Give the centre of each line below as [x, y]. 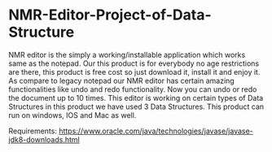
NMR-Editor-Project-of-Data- [110, 15]
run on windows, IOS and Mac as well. [72, 115]
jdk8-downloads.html [44, 139]
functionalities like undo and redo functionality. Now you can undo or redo [133, 89]
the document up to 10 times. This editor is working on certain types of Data [136, 98]
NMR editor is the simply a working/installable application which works [127, 54]
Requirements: [33, 131]
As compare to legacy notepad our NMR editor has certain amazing [121, 80]
